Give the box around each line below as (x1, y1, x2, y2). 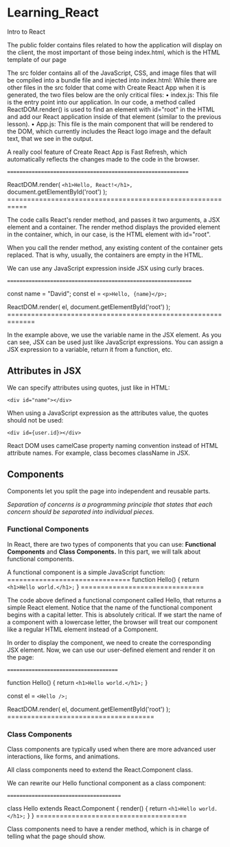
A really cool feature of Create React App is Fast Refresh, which (7, 148, 187, 156)
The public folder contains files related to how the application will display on (7, 41, 222, 49)
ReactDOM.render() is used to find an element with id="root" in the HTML (7, 105, 215, 113)
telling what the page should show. (7, 833, 106, 841)
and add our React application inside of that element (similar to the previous (7, 112, 222, 121)
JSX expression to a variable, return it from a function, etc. (7, 345, 173, 353)
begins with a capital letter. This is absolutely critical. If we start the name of (7, 610, 222, 619)
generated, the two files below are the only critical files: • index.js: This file (7, 91, 218, 99)
